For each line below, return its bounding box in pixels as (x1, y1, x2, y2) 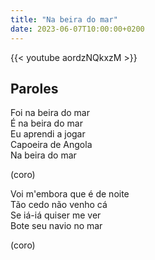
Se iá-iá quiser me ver (10, 209, 102, 221)
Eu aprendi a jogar (10, 128, 86, 140)
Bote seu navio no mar (10, 220, 103, 232)
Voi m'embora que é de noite (10, 188, 130, 200)
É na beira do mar (10, 117, 83, 130)
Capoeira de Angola (10, 139, 93, 151)
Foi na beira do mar (10, 107, 90, 119)
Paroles (10, 80, 59, 97)
